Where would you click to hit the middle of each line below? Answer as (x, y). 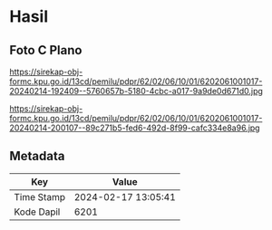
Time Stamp (40, 196)
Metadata (37, 156)
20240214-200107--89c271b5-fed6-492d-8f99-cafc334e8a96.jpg (135, 128)
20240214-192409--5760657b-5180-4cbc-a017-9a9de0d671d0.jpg (136, 91)
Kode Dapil (37, 212)
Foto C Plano (46, 50)
